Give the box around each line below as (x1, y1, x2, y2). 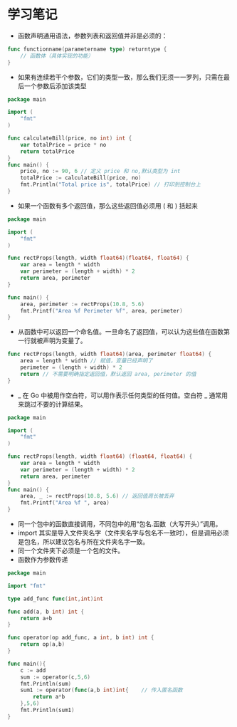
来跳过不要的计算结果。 (17, 399, 87, 408)
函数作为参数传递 (17, 555, 68, 564)
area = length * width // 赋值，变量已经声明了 (20, 357, 153, 365)
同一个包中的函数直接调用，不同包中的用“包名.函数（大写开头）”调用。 (17, 520, 222, 528)
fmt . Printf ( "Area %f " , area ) (20, 499, 110, 506)
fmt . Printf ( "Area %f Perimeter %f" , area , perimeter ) (20, 307, 183, 314)
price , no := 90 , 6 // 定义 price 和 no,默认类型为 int (20, 168, 181, 175)
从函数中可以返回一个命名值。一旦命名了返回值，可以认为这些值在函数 (17, 328, 224, 336)
